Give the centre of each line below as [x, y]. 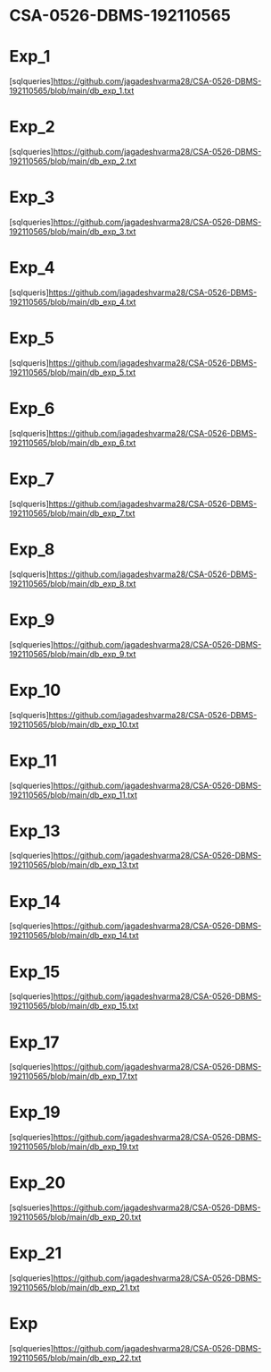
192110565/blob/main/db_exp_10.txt [74, 724]
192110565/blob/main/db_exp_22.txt [75, 1358]
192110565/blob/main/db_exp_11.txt [74, 795]
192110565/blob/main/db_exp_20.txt [75, 1217]
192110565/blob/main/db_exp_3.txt [73, 232]
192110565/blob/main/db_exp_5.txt [73, 372]
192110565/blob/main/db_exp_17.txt [74, 1076]
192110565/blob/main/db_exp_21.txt [74, 1288]
